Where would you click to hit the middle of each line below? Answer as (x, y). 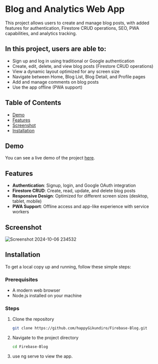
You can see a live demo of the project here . (50, 158)
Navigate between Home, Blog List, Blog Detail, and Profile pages (79, 77)
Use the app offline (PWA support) (47, 87)
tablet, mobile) (27, 201)
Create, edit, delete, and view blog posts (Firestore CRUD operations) (83, 66)
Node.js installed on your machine (47, 296)
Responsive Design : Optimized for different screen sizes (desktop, (80, 196)
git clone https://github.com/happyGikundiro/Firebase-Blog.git (80, 328)
